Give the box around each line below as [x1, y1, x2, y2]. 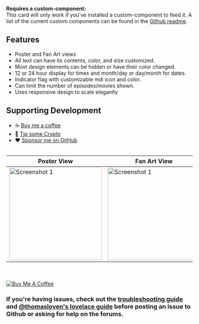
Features [6, 35, 40, 45]
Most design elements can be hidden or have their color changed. [14, 63, 176, 70]
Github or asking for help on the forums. [6, 310, 124, 318]
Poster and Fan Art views [14, 50, 76, 58]
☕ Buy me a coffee [14, 122, 61, 129]
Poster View [37, 157, 73, 165]
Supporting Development [6, 106, 102, 116]
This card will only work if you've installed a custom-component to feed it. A [6, 11, 192, 18]
